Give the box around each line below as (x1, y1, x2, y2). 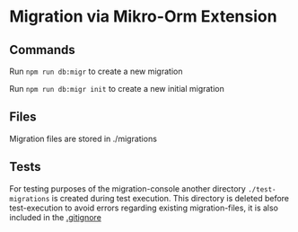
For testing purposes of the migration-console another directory (9, 183, 247, 194)
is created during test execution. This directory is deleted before (51, 192, 290, 203)
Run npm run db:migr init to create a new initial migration (9, 84, 224, 94)
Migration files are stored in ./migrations (9, 133, 157, 144)
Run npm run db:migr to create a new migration (9, 66, 183, 76)
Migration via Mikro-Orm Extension (9, 6, 277, 27)
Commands (9, 42, 76, 58)
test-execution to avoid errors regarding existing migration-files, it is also (9, 202, 279, 213)
